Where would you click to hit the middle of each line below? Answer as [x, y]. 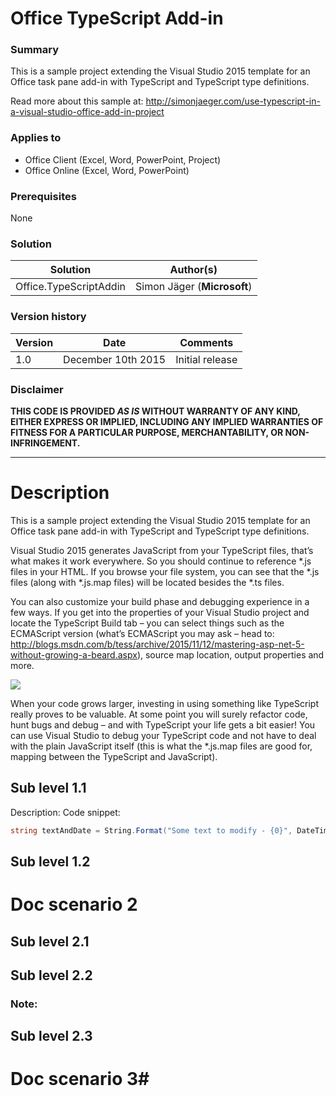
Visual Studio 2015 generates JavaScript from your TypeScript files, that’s [162, 550]
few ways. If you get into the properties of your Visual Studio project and [160, 612]
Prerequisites [43, 196]
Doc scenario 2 [74, 904]
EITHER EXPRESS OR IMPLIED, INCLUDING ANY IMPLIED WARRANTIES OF [167, 421]
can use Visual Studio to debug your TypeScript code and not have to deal [163, 735]
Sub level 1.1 [48, 788]
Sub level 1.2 [50, 861]
